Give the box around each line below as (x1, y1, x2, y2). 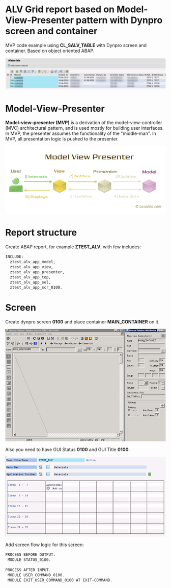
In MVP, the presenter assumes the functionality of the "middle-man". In (5, 130, 156, 136)
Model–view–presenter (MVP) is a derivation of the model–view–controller (5, 120, 162, 126)
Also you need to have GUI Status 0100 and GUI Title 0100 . (5, 446, 130, 453)
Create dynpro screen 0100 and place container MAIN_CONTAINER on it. (5, 319, 160, 325)
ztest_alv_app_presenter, (10, 270, 65, 275)
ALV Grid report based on (5, 4, 115, 15)
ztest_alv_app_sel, (10, 280, 51, 285)
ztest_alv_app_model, (10, 260, 56, 265)
